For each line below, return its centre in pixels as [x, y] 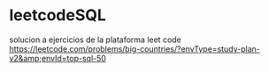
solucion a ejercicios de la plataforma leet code [95, 40]
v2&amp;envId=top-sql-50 [58, 58]
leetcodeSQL [58, 15]
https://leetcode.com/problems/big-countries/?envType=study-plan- [135, 48]
